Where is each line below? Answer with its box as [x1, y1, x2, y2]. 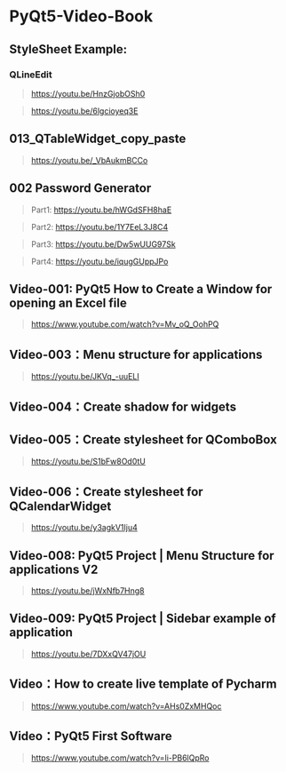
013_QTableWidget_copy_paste [9, 131, 187, 147]
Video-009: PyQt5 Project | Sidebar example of [9, 611, 277, 626]
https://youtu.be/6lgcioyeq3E [30, 105, 139, 116]
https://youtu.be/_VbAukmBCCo [30, 155, 148, 165]
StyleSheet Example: [9, 42, 128, 57]
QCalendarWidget [9, 498, 112, 513]
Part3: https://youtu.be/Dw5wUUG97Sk [30, 238, 176, 250]
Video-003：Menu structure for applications [9, 346, 263, 362]
